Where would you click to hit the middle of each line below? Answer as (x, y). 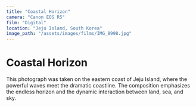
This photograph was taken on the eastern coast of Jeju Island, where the (97, 79)
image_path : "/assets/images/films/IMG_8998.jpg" (69, 34)
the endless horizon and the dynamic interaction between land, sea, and (95, 92)
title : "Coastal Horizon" (38, 12)
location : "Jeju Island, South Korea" (54, 28)
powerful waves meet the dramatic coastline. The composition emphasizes (98, 86)
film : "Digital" (26, 22)
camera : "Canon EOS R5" (36, 17)
